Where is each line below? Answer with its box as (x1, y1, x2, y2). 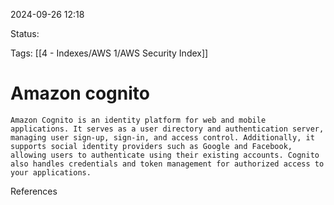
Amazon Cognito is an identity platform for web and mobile (10, 115, 267, 125)
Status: (10, 28, 40, 39)
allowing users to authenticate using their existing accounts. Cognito (10, 150, 320, 160)
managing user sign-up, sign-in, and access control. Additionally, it (10, 132, 315, 143)
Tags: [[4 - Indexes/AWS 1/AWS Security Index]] (10, 47, 209, 59)
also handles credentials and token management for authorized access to (10, 159, 325, 169)
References (10, 185, 58, 197)
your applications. (10, 167, 92, 178)
